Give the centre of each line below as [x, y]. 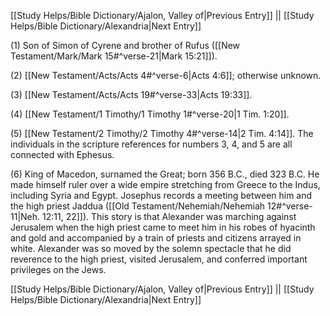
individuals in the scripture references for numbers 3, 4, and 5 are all [151, 144]
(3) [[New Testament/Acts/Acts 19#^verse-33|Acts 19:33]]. [131, 94]
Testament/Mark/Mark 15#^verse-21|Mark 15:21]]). [114, 56]
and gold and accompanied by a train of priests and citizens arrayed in [156, 238]
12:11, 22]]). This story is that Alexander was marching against [169, 216]
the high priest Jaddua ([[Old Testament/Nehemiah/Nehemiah [138, 206]
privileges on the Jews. [58, 269]
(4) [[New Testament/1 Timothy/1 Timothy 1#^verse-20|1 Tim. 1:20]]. [150, 114]
